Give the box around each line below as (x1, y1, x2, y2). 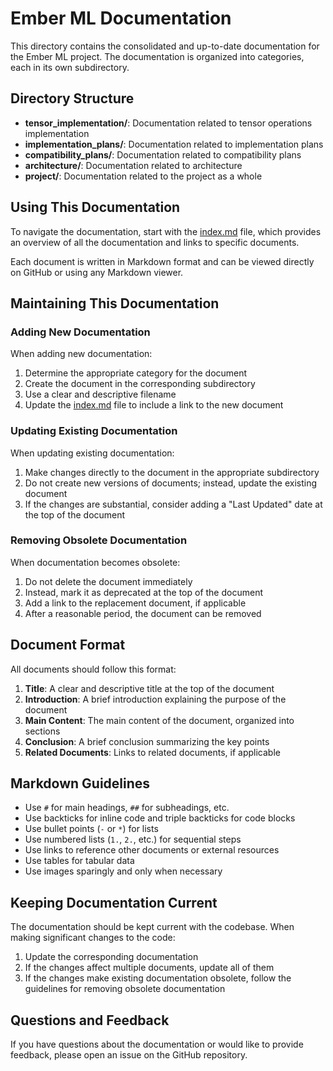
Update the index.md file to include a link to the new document (24, 399, 284, 411)
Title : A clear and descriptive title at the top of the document (24, 682, 275, 694)
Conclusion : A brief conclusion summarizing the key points (24, 735, 270, 747)
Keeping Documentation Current (10, 894, 218, 911)
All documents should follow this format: (10, 663, 177, 675)
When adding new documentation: (10, 348, 153, 360)
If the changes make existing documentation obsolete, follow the (24, 972, 292, 984)
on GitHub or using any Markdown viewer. (10, 266, 184, 278)
